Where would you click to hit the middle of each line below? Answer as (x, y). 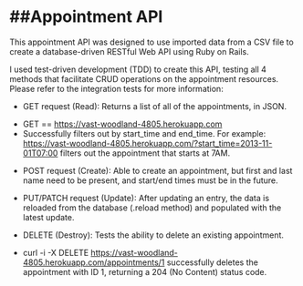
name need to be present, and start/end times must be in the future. (150, 180)
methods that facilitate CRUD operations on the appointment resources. (144, 78)
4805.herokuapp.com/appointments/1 (94, 262)
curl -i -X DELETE (56, 252)
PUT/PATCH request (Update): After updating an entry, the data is (146, 198)
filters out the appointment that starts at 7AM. (145, 153)
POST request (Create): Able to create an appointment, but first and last (157, 170)
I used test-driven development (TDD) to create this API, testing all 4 (138, 69)
